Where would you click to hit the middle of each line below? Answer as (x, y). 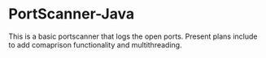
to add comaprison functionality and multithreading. (95, 44)
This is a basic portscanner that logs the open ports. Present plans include (133, 36)
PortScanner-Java (72, 14)
